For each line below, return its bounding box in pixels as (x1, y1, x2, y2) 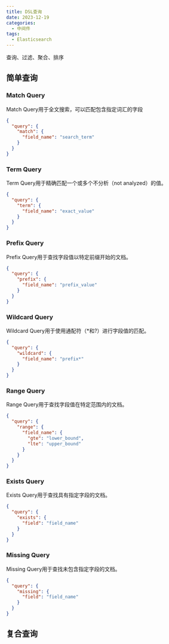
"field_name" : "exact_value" (21, 208, 95, 214)
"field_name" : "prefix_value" (21, 282, 97, 288)
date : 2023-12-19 (6, 14, 50, 20)
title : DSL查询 (6, 8, 42, 15)
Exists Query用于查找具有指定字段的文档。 (6, 491, 111, 499)
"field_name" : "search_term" (21, 134, 95, 141)
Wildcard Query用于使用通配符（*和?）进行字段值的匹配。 (6, 327, 150, 334)
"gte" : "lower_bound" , (27, 435, 84, 441)
